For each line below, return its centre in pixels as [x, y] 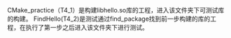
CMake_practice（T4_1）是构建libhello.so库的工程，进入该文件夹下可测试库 [116, 10]
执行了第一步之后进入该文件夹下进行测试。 [87, 27]
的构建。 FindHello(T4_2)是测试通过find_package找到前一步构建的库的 [109, 19]
